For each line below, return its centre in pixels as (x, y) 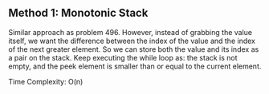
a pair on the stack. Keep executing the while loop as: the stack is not (123, 57)
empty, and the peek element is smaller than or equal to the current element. (135, 66)
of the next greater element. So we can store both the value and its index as (134, 49)
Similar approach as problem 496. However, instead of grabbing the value (130, 32)
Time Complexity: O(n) (46, 81)
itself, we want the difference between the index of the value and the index (132, 41)
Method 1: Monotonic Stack (78, 13)
